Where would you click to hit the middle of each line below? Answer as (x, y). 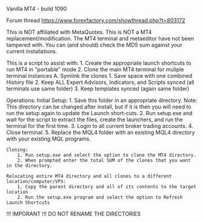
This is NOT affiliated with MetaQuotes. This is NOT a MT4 (79, 32)
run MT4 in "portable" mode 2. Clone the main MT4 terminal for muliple (95, 69)
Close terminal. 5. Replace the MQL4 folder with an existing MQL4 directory (101, 132)
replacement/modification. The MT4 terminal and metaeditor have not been (100, 38)
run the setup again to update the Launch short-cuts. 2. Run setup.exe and (99, 113)
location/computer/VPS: (36, 182)
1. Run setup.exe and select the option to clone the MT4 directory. (107, 155)
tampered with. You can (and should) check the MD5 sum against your (95, 45)
